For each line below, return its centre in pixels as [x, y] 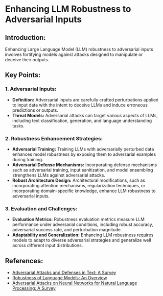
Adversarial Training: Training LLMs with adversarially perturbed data [83, 149]
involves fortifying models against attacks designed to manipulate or [74, 54]
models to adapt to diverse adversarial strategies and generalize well [81, 240]
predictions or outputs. [35, 110]
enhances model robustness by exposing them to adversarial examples [84, 154]
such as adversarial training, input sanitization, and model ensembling [82, 170]
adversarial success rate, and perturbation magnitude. [67, 230]
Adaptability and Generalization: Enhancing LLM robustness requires [83, 235]
